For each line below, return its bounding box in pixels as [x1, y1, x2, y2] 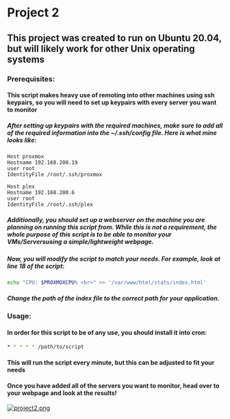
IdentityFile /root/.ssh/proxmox [7, 171, 103, 178]
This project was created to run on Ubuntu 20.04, [7, 32, 222, 44]
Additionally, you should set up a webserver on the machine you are [7, 215, 205, 224]
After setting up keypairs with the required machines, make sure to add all [7, 121, 223, 130]
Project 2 [7, 5, 60, 21]
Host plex [7, 183, 36, 190]
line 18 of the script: [7, 262, 65, 270]
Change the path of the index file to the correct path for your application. [7, 294, 220, 302]
